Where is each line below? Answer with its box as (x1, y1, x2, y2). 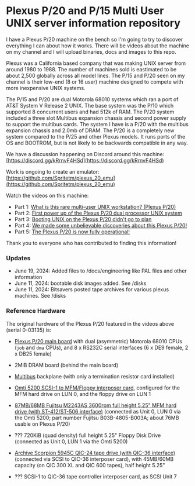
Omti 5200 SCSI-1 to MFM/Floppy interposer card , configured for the (14, 384, 180, 391)
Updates (6, 254, 31, 262)
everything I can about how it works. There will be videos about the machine (6, 42, 190, 49)
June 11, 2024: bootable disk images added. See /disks (14, 280, 147, 287)
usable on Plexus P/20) (14, 420, 70, 428)
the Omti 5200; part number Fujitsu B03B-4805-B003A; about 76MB (14, 414, 179, 421)
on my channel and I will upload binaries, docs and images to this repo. (6, 48, 176, 55)
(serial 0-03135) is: (6, 326, 51, 333)
